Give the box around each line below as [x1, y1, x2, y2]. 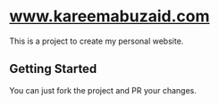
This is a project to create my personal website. [9, 36, 184, 46]
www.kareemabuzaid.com [9, 6, 210, 27]
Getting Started [9, 61, 97, 77]
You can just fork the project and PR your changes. [9, 85, 197, 95]
